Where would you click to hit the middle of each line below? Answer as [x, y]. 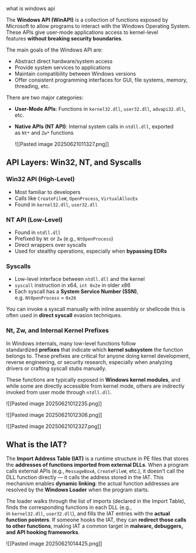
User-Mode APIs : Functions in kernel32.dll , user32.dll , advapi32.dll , [100, 109]
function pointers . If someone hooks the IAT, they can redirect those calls [96, 520]
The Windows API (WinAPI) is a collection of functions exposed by [87, 20]
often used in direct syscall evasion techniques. [64, 315]
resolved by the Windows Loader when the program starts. [78, 490]
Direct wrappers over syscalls [50, 245]
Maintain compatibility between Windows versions [75, 74]
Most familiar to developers [47, 192]
